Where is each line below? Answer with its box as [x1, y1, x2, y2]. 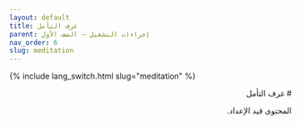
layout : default [9, 12, 70, 22]
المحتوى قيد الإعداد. [227, 105, 292, 116]
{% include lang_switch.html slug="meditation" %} [9, 71, 196, 81]
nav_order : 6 [9, 37, 58, 47]
